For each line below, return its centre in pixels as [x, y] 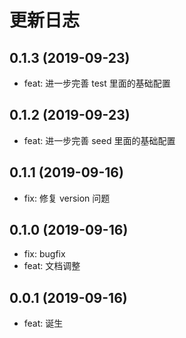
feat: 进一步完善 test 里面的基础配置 [97, 83]
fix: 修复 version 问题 [67, 198]
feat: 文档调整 [52, 266]
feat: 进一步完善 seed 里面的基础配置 [99, 140]
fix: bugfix [44, 254]
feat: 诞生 [43, 323]
